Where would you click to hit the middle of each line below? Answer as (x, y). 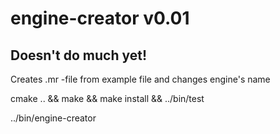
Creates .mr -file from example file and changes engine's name (140, 79)
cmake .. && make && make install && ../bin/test (107, 98)
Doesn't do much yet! (79, 55)
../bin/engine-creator (53, 118)
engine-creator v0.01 (100, 18)
